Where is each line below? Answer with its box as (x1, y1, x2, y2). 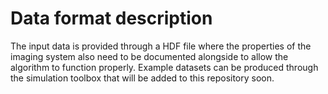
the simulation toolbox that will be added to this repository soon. (10, 72, 275, 84)
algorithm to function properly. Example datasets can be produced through (10, 61, 319, 73)
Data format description (10, 7, 213, 30)
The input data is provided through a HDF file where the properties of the (10, 40, 312, 52)
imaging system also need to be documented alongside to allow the (10, 50, 289, 62)
